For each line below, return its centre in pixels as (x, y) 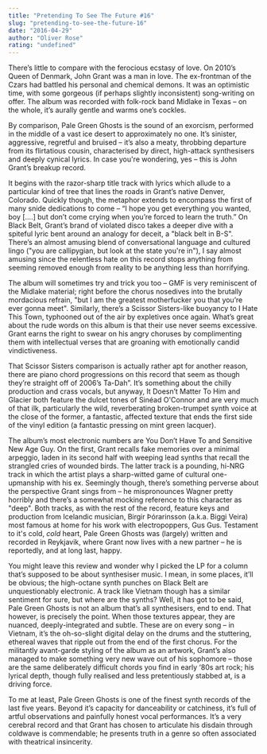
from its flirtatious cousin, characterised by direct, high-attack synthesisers (132, 151)
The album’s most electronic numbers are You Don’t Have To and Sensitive (130, 441)
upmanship (27, 483)
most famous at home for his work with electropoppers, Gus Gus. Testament (133, 525)
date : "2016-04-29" (41, 30)
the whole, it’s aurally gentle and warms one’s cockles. (97, 110)
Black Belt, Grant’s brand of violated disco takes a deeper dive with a (121, 225)
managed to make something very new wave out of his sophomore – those (130, 659)
